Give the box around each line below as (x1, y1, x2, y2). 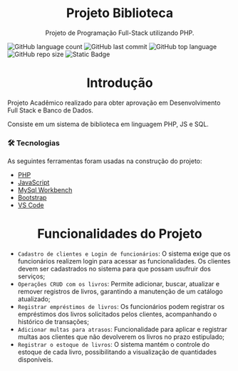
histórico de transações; (17, 318, 89, 326)
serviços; (17, 272, 46, 281)
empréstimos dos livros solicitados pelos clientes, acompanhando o (17, 310, 217, 318)
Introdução (86, 75, 153, 91)
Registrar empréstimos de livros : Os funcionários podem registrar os (17, 303, 225, 311)
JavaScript (17, 178, 50, 187)
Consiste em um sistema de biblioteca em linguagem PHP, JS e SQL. (7, 120, 209, 128)
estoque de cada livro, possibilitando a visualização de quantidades (17, 348, 217, 357)
